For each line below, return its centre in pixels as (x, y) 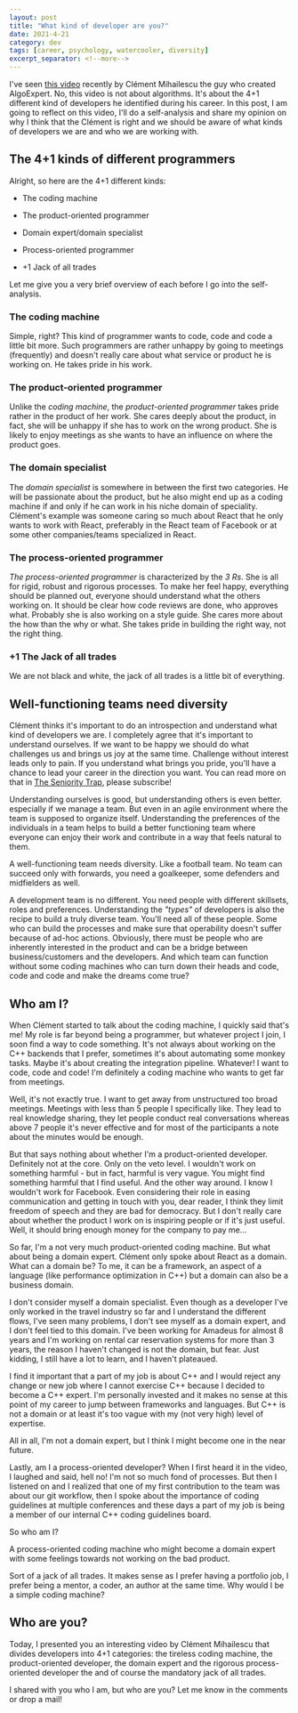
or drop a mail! (36, 1699)
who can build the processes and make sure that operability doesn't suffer (145, 929)
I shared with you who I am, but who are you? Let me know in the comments (149, 1689)
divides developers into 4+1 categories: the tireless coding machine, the (141, 1653)
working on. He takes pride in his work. (81, 365)
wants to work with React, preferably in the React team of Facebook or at (143, 525)
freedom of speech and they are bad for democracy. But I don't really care (145, 1210)
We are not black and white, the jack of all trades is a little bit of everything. (147, 676)
